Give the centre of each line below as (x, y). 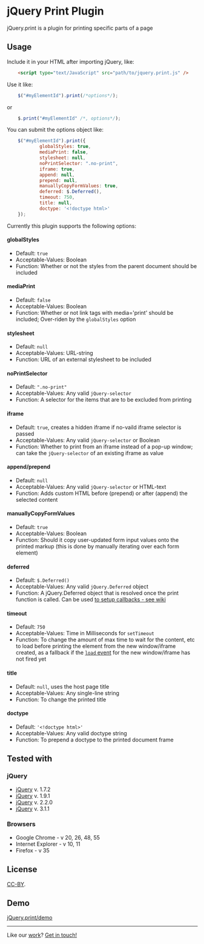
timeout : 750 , (57, 197)
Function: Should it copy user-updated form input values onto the (97, 540)
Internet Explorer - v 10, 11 (48, 844)
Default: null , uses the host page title (62, 686)
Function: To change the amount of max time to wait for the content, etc (105, 640)
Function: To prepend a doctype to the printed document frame (95, 740)
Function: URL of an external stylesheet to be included (84, 360)
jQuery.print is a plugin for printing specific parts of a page (80, 28)
